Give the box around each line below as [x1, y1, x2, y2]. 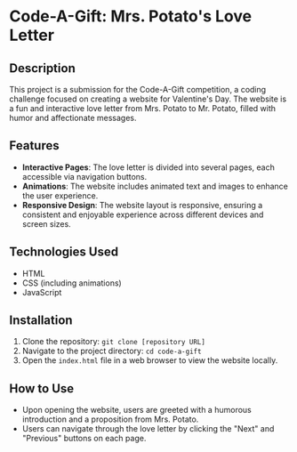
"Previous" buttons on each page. [21, 433, 147, 444]
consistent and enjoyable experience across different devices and [21, 209, 264, 220]
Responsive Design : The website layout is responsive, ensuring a [21, 199, 263, 210]
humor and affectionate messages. [9, 113, 137, 123]
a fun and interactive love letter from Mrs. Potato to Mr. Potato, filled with [9, 103, 277, 113]
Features [9, 138, 60, 153]
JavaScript [21, 287, 62, 297]
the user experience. [21, 190, 99, 201]
